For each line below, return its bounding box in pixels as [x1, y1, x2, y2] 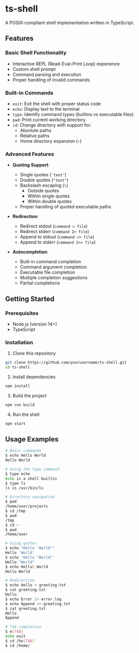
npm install [5, 383, 30, 388]
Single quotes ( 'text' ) [20, 172, 67, 178]
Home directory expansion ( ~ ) [20, 138, 82, 144]
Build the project [12, 392, 47, 398]
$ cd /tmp [5, 508, 26, 514]
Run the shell [12, 411, 40, 417]
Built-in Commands [5, 89, 54, 96]
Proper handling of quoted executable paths [20, 204, 111, 210]
